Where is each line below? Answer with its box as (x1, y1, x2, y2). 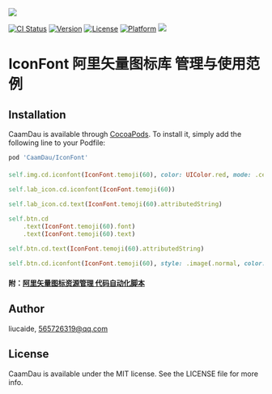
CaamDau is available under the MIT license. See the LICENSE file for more (8, 369, 259, 379)
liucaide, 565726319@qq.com (8, 323, 108, 333)
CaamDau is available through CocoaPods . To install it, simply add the (8, 130, 242, 139)
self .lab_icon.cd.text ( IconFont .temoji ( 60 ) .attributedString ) (8, 200, 223, 208)
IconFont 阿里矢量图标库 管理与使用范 (8, 55, 261, 73)
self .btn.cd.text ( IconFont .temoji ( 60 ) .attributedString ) (8, 244, 205, 253)
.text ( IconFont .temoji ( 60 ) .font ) (23, 222, 136, 230)
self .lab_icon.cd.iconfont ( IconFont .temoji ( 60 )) (8, 186, 176, 194)
